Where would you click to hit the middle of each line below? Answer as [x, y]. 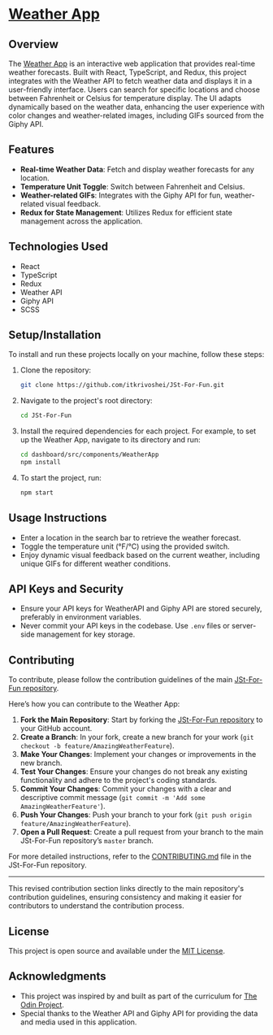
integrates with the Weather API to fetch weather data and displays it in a [130, 81]
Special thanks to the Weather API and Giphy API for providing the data [139, 1013]
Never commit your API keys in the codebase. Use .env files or [125, 626]
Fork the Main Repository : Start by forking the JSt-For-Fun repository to [141, 720]
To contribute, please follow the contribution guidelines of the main [121, 680]
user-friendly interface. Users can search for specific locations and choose [134, 89]
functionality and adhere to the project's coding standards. [119, 781]
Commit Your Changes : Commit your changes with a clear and [126, 789]
